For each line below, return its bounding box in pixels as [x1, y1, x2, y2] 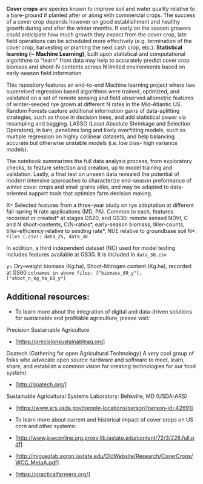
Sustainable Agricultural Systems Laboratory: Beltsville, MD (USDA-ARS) [6, 392, 188, 400]
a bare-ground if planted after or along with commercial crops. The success [6, 12, 196, 19]
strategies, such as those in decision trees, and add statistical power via [6, 113, 186, 121]
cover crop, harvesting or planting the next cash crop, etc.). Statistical [6, 44, 183, 51]
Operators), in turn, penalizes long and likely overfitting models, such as [6, 127, 186, 133]
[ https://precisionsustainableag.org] [15, 338, 105, 345]
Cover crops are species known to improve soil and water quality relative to [6, 5, 195, 12]
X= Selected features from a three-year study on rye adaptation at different [6, 201, 194, 209]
